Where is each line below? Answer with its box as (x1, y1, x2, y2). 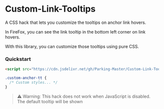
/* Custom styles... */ (9, 80, 58, 85)
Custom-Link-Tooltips (5, 3, 96, 15)
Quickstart (5, 55, 31, 62)
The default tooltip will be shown (17, 98, 83, 104)
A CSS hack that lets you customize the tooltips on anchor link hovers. (5, 19, 146, 25)
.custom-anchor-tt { (5, 75, 47, 81)
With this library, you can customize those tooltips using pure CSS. (5, 43, 139, 49)
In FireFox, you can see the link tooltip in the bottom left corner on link (5, 29, 146, 35)
